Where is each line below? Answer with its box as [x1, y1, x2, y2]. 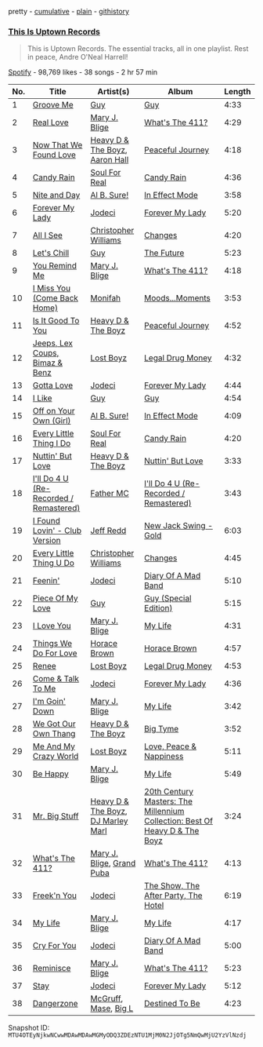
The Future [144, 247, 185, 258]
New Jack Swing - [144, 520, 214, 531]
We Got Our [32, 718, 76, 729]
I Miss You [32, 283, 71, 294]
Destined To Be [144, 998, 201, 1009]
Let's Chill [32, 247, 70, 258]
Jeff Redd [90, 525, 127, 536]
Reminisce [32, 963, 71, 974]
